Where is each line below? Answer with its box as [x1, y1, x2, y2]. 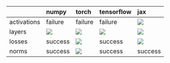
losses [9, 37, 28, 46]
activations [9, 18, 40, 26]
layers [9, 28, 27, 35]
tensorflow [99, 8, 131, 16]
